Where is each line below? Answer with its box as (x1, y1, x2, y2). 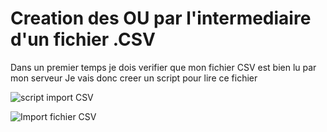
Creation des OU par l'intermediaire (10, 7, 312, 30)
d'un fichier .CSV (10, 28, 156, 51)
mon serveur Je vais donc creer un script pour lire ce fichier (10, 72, 258, 84)
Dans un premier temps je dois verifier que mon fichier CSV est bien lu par (10, 61, 317, 73)
